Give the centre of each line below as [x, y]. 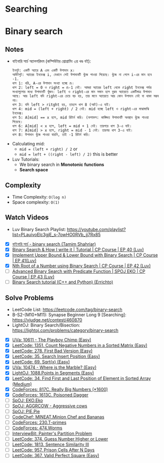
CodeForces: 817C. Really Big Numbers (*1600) [60, 389]
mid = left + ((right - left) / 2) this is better [69, 154]
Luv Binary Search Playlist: [39, 229]
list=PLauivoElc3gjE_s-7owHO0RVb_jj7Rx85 [56, 234]
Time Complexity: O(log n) [39, 197]
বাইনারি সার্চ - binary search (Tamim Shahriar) [54, 244]
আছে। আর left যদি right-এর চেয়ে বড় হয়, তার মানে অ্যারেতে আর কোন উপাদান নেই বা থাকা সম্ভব [85, 96]
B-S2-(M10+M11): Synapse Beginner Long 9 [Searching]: [69, 315]
